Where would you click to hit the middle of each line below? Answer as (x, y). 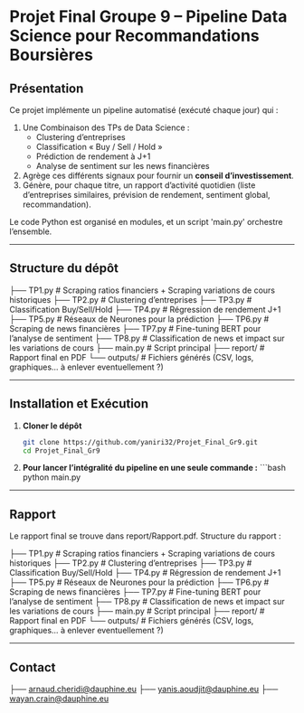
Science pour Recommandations (134, 36)
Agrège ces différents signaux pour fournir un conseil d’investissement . (158, 175)
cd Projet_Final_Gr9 (61, 450)
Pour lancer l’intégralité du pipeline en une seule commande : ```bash (154, 468)
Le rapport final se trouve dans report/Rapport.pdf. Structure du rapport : (146, 536)
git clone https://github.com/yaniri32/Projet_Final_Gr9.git (140, 442)
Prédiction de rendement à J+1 (93, 156)
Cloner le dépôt (52, 426)
